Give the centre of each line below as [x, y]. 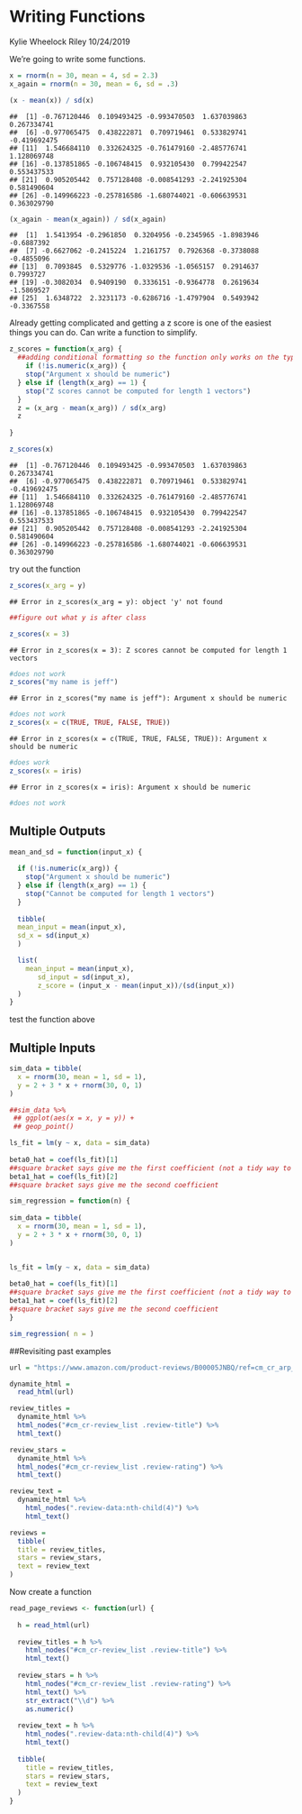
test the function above [53, 1020]
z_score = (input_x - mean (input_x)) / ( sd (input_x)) [136, 985]
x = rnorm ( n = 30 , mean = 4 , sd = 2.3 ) [84, 75]
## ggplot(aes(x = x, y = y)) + [74, 1118]
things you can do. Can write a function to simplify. [103, 333]
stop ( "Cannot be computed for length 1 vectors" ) [120, 893]
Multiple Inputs [53, 1048]
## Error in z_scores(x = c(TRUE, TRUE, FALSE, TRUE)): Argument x [138, 739]
